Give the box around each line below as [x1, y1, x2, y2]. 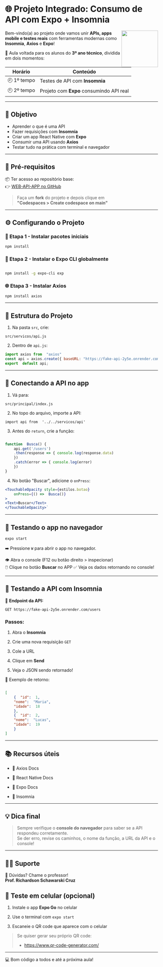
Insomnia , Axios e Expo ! [5, 40, 55, 46]
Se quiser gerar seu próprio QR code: [16, 933, 92, 939]
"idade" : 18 [14, 704, 40, 709]
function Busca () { [5, 442, 47, 446]
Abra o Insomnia [12, 630, 46, 636]
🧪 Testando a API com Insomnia [5, 585, 102, 593]
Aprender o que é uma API [12, 123, 65, 129]
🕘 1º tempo [7, 77, 35, 83]
